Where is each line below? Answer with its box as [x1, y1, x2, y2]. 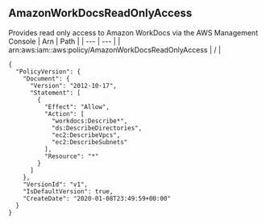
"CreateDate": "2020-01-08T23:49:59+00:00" [23, 194, 172, 202]
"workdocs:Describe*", [51, 117, 128, 125]
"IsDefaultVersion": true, [23, 187, 114, 196]
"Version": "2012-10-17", [29, 81, 117, 89]
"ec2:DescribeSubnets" [51, 138, 128, 146]
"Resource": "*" [44, 152, 99, 160]
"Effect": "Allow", [44, 102, 110, 111]
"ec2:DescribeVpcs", [51, 131, 121, 139]
